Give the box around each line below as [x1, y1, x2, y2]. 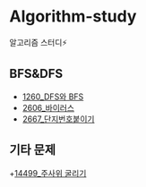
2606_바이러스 [21, 102, 74, 113]
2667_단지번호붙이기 [21, 114, 95, 124]
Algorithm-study [9, 6, 137, 27]
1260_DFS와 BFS [21, 91, 84, 102]
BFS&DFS [9, 66, 64, 81]
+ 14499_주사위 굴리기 [9, 167, 87, 178]
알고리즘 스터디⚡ [9, 37, 68, 47]
